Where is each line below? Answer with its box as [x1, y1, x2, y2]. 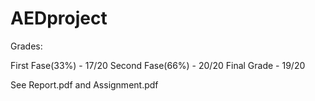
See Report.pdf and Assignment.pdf [10, 78, 159, 91]
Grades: [10, 40, 43, 52]
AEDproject [10, 7, 108, 30]
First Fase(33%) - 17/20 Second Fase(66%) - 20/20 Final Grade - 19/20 [10, 59, 306, 71]
